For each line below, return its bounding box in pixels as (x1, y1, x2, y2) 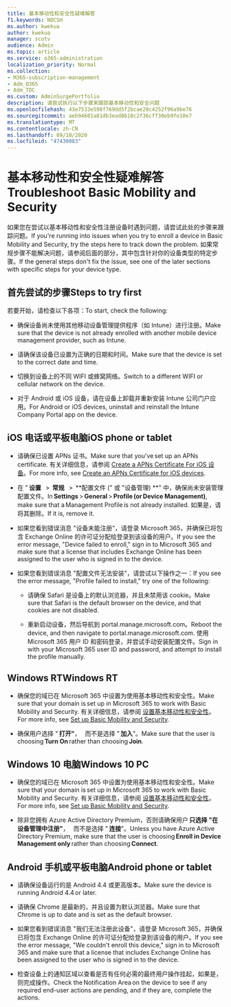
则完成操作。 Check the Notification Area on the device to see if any (16, 978, 208, 987)
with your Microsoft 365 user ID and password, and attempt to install (27, 645, 222, 653)
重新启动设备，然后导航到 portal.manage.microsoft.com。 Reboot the (27, 620, 222, 628)
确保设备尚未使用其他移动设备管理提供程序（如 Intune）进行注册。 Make (16, 321, 221, 329)
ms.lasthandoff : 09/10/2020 (7, 131, 88, 138)
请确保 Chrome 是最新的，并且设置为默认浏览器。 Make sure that (16, 902, 201, 911)
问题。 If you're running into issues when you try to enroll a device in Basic (12, 232, 223, 240)
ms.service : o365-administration (7, 55, 103, 62)
